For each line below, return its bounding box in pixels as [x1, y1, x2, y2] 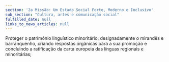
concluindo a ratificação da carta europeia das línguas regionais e [5, 46, 144, 52]
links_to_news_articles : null [5, 21, 70, 27]
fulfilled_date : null [5, 17, 51, 22]
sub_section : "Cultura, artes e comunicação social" [5, 12, 120, 17]
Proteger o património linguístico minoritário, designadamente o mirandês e [5, 35, 164, 41]
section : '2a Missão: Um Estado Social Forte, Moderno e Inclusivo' [5, 7, 154, 13]
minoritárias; [5, 51, 32, 57]
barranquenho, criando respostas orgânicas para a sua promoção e [5, 41, 147, 47]
